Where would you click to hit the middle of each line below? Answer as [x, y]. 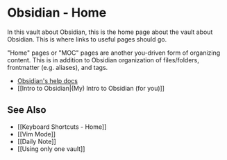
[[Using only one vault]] [51, 149]
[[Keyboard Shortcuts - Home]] [62, 127]
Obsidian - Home [57, 13]
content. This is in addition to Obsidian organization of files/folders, [103, 60]
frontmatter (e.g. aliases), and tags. [58, 67]
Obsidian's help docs [48, 80]
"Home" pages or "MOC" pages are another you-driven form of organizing [114, 53]
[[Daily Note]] [37, 141]
